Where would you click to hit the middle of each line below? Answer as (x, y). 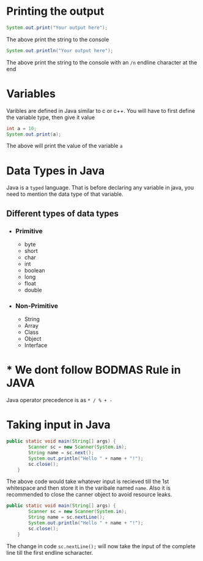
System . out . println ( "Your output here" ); (60, 50)
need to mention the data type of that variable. (65, 194)
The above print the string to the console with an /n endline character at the (102, 62)
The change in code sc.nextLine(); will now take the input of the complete (101, 546)
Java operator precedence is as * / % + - (59, 400)
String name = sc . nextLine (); (67, 517)
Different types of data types (63, 213)
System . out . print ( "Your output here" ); (57, 28)
